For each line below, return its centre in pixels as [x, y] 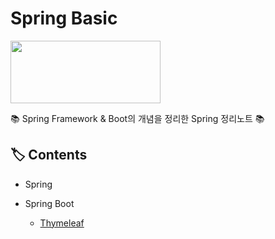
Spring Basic [64, 18]
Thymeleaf [62, 223]
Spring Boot [49, 203]
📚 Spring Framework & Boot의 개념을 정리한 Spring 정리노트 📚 [137, 118]
